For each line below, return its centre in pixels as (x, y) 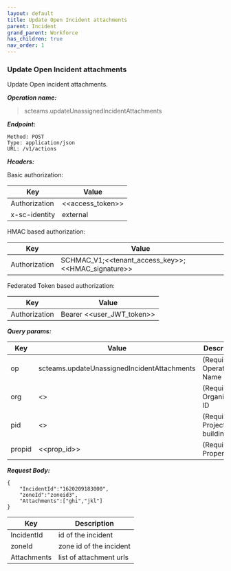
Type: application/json (41, 143)
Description (95, 524)
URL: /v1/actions (32, 149)
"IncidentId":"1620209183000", (64, 489)
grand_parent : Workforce (43, 33)
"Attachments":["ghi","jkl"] (61, 501)
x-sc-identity (33, 215)
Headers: (21, 161)
